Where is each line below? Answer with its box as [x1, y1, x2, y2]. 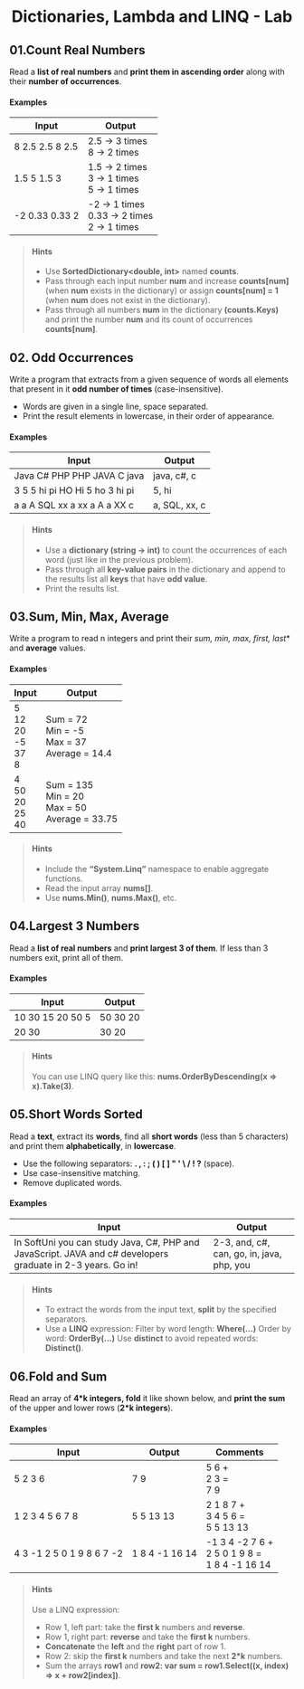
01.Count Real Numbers [9, 43, 146, 58]
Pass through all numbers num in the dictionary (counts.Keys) [44, 305, 279, 316]
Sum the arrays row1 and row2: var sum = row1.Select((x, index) [44, 1660, 290, 1671]
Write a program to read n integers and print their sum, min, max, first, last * [9, 633, 291, 644]
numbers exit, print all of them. [9, 952, 124, 963]
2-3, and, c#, [213, 1237, 271, 1249]
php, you [213, 1259, 251, 1272]
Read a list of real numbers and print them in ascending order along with [9, 66, 285, 77]
